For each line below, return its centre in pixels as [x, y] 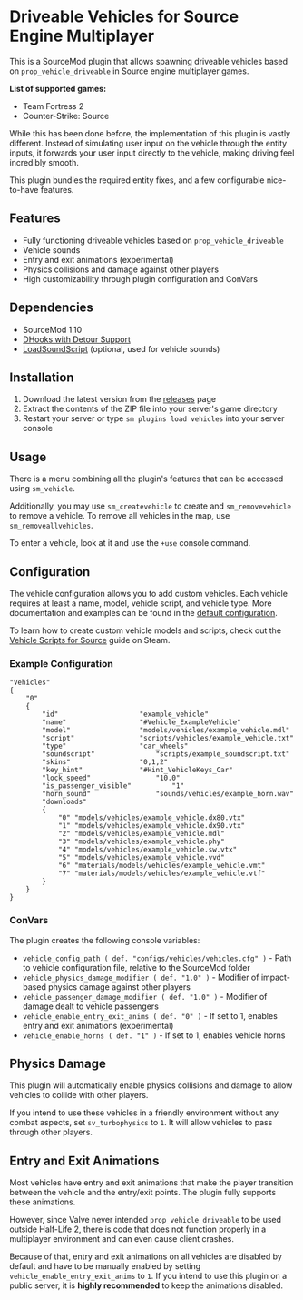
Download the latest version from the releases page [119, 399]
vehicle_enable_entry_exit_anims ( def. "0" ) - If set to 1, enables [150, 1015]
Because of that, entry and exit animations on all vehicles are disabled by [146, 1256]
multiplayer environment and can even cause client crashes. [122, 1239]
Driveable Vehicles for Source [124, 17]
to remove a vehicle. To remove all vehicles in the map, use [120, 516]
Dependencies [51, 308]
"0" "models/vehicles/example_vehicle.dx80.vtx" [151, 818]
